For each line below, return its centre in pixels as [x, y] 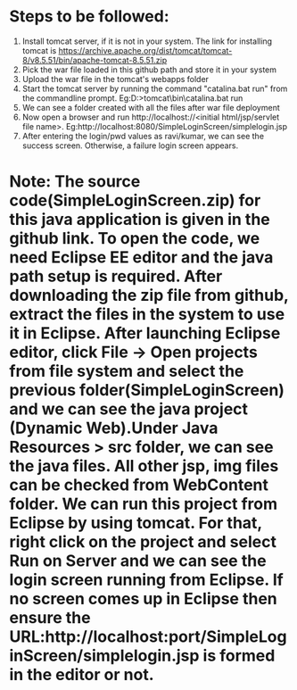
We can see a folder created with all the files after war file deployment [151, 107]
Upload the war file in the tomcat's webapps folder [115, 79]
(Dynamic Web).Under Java [114, 428]
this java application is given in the [140, 220]
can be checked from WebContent [139, 485]
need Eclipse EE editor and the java [141, 258]
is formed [239, 656]
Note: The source [75, 182]
